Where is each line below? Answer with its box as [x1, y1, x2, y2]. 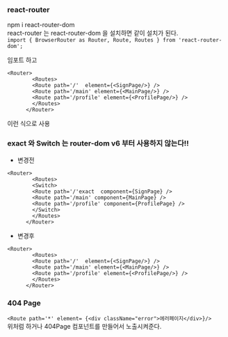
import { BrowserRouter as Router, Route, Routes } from [7, 37, 176, 44]
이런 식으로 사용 [7, 120, 51, 128]
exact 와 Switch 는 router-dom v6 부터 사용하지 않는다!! [7, 139, 189, 148]
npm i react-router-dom [7, 21, 75, 29]
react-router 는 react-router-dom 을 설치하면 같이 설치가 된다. [7, 29, 179, 38]
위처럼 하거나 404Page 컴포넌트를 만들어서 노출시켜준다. [7, 322, 162, 330]
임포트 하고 [7, 56, 38, 64]
